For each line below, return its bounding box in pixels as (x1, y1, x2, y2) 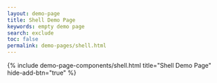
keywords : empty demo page (7, 23, 85, 30)
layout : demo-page (7, 10, 60, 17)
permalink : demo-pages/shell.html (7, 42, 107, 49)
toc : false (7, 36, 39, 43)
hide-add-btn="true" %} (7, 68, 77, 77)
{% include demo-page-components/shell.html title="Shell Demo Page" (7, 62, 212, 69)
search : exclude (7, 29, 54, 37)
